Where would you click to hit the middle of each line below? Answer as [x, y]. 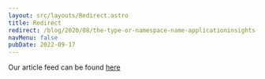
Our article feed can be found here [64, 67]
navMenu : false [33, 38]
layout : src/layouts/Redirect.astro [68, 15]
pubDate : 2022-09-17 [42, 45]
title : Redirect [35, 23]
